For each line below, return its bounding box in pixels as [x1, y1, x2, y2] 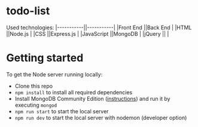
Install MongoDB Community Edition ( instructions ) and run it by [14, 95, 170, 102]
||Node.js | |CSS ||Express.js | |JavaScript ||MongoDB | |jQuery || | [6, 30, 169, 37]
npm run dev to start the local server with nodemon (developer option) [14, 114, 187, 121]
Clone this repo [14, 82, 53, 89]
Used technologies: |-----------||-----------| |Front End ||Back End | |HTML [6, 24, 192, 31]
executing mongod [14, 101, 57, 109]
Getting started [6, 51, 84, 65]
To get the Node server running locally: [6, 70, 103, 78]
